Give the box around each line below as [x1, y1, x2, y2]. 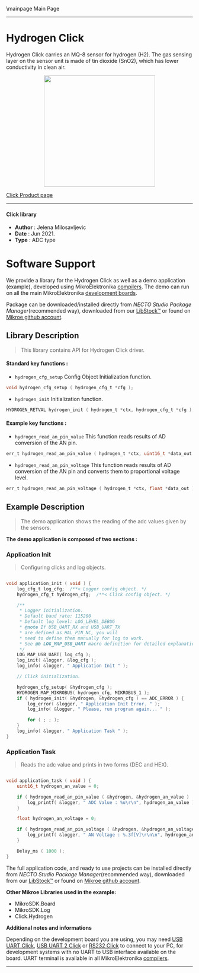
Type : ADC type [14, 237, 56, 244]
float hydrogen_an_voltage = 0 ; [17, 816, 97, 822]
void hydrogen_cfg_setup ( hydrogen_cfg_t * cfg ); [6, 385, 134, 391]
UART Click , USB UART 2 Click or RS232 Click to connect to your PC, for [6, 942, 184, 949]
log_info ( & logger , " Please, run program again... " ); [27, 706, 171, 713]
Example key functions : [6, 419, 67, 427]
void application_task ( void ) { [6, 778, 92, 784]
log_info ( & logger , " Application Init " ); [17, 663, 129, 669]
